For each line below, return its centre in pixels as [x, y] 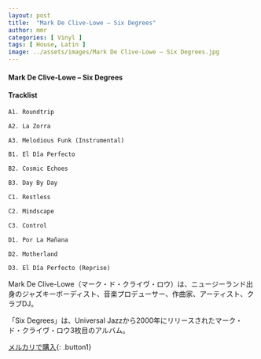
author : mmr [28, 30]
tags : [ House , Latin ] [47, 45]
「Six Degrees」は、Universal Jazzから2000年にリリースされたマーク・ [125, 320]
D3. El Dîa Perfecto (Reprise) [59, 268]
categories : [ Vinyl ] [45, 37]
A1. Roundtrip [31, 112]
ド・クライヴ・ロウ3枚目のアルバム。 [69, 331]
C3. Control [28, 225]
